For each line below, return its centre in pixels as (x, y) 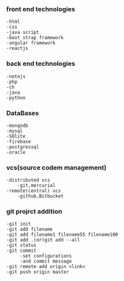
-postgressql (23, 147)
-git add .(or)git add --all (43, 240)
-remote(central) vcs (34, 191)
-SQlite (16, 136)
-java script (23, 32)
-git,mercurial (36, 186)
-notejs (16, 76)
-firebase (19, 141)
